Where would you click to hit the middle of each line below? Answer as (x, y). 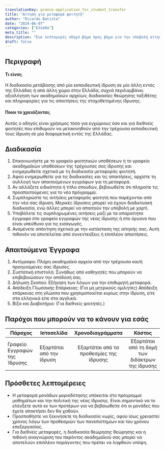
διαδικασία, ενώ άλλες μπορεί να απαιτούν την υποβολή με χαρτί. (80, 208)
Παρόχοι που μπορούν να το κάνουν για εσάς (77, 319)
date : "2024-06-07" (25, 23)
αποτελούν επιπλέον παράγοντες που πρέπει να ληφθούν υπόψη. (80, 442)
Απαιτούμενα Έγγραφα (42, 250)
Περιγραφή (23, 62)
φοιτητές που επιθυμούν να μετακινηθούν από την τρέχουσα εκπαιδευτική (82, 128)
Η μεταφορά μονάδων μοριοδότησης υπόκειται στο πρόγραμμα (77, 395)
